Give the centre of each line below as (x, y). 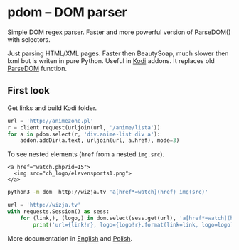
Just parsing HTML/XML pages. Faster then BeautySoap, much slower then (118, 53)
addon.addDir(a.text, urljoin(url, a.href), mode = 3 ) (100, 141)
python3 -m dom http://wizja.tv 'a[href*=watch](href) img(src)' (108, 192)
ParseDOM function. (37, 68)
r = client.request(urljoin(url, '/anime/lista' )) (84, 127)
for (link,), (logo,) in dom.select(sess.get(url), (98, 218)
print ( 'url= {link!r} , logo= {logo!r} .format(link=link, (116, 224)
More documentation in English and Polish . (70, 238)
